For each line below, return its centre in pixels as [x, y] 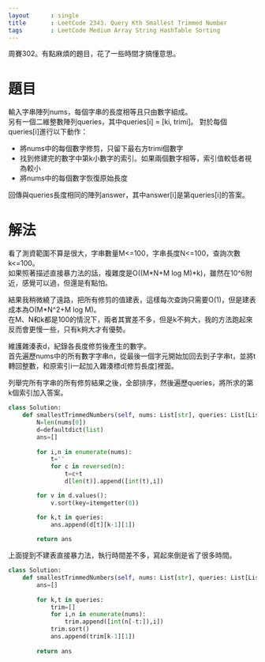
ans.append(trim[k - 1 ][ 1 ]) [93, 637]
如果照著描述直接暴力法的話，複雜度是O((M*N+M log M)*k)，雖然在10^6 [127, 273]
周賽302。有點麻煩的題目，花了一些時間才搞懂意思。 [94, 54]
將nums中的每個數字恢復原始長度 [73, 178]
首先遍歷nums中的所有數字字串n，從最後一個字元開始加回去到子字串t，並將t [132, 356]
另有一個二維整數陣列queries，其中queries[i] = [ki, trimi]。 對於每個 [118, 122]
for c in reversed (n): [88, 467]
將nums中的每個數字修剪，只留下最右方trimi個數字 [101, 149]
